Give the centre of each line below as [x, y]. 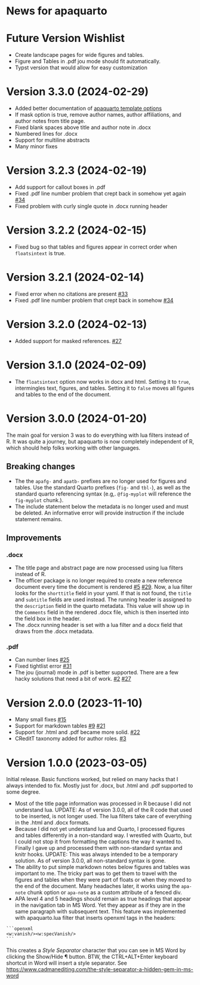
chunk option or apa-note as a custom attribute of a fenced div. [104, 892]
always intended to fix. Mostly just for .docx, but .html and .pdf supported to [100, 786]
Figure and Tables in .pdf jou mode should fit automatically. [88, 62]
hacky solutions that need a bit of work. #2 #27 [73, 679]
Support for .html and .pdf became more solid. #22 [77, 732]
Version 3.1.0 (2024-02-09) [76, 365]
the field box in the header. [48, 619]
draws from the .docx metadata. [54, 631]
